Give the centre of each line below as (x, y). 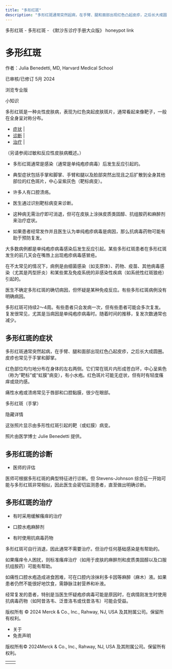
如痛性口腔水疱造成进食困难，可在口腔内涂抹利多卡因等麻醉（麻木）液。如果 (86, 577)
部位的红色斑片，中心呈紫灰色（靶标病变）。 (59, 181)
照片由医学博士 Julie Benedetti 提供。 (45, 436)
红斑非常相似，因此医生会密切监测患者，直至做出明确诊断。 (86, 485)
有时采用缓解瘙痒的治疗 (37, 516)
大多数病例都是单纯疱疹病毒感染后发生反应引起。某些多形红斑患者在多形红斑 (86, 249)
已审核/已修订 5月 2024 (30, 79)
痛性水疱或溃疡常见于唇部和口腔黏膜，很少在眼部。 (59, 393)
